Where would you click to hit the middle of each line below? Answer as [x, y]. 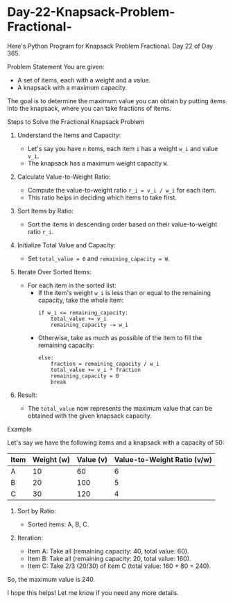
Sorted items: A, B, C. [58, 524]
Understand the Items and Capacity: [69, 135]
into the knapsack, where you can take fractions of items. [89, 108]
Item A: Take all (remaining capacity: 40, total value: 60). [108, 551]
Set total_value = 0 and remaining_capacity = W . [98, 258]
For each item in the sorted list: [72, 285]
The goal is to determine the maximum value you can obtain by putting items [116, 100]
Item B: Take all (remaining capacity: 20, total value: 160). [109, 558]
